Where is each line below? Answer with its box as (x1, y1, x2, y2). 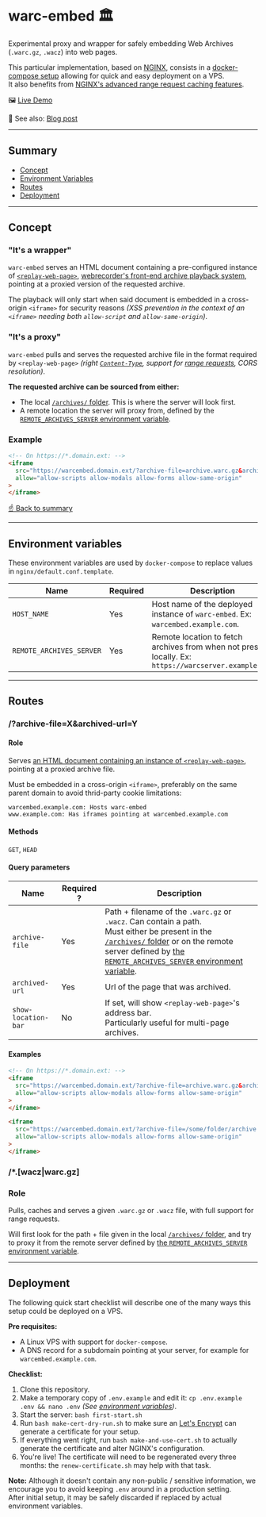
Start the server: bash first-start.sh (19, 1410, 142, 1419)
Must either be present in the (104, 926, 212, 937)
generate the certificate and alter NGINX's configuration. (19, 1443, 205, 1453)
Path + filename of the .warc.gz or (104, 906, 232, 917)
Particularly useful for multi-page (104, 1017, 230, 1028)
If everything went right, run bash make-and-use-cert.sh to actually (19, 1434, 237, 1445)
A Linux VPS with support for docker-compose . (19, 1337, 168, 1346)
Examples (8, 1049, 42, 1058)
